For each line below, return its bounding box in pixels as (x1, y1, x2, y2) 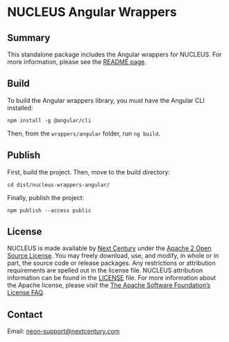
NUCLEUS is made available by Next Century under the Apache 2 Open (7, 244, 212, 252)
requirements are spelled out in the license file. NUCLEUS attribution (7, 266, 203, 275)
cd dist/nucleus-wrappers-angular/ (7, 181, 110, 188)
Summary (7, 32, 51, 44)
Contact (7, 309, 43, 320)
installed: (7, 104, 33, 112)
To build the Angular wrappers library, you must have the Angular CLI (7, 96, 205, 104)
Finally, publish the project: (7, 193, 85, 202)
